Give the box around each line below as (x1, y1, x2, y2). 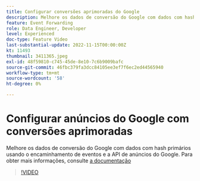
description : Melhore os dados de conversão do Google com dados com (6, 14, 183, 20)
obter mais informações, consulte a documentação (6, 157, 132, 164)
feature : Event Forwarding (6, 20, 73, 26)
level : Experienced (6, 31, 55, 37)
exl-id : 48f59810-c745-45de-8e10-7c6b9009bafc (6, 59, 124, 65)
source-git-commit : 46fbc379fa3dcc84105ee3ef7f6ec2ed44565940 (6, 64, 164, 70)
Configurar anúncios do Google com (6, 112, 189, 125)
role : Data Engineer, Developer (6, 25, 86, 32)
